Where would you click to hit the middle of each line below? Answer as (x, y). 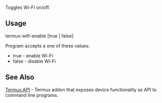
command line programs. (32, 95)
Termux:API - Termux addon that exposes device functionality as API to (81, 90)
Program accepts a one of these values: (48, 46)
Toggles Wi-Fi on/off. (28, 7)
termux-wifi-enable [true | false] (39, 36)
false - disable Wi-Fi (34, 61)
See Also (20, 77)
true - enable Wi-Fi (33, 55)
